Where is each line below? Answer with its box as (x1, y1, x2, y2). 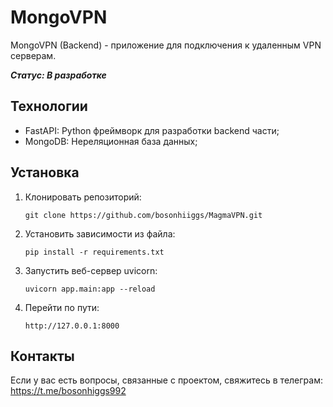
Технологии (10, 98, 88, 115)
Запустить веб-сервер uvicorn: (24, 264, 158, 276)
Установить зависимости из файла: (24, 227, 176, 240)
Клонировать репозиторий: (24, 191, 142, 203)
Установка (10, 164, 80, 181)
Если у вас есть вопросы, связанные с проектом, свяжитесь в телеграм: (10, 374, 323, 386)
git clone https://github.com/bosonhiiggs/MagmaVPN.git (24, 210, 263, 220)
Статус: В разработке (10, 69, 107, 81)
